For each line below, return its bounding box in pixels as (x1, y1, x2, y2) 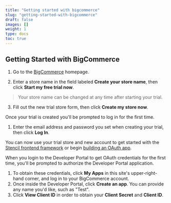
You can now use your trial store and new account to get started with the (5, 139, 159, 145)
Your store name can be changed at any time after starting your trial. (17, 94, 163, 100)
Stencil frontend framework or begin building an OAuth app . (5, 145, 132, 151)
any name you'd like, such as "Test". (12, 186, 90, 192)
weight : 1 (5, 27, 27, 32)
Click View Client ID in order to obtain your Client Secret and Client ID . (12, 192, 163, 198)
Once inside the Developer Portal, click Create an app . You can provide (12, 180, 164, 187)
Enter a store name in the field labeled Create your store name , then (12, 78, 158, 85)
